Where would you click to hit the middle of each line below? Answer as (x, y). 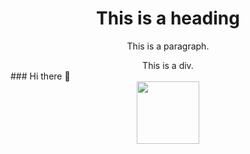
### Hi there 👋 (40, 76)
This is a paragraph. (168, 46)
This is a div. (168, 65)
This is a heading (168, 18)
